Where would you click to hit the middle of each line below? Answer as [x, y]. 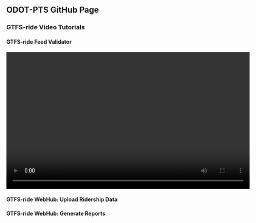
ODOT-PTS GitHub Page [53, 10]
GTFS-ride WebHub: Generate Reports [56, 213]
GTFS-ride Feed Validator [39, 41]
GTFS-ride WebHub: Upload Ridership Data [62, 199]
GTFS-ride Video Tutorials [46, 27]
